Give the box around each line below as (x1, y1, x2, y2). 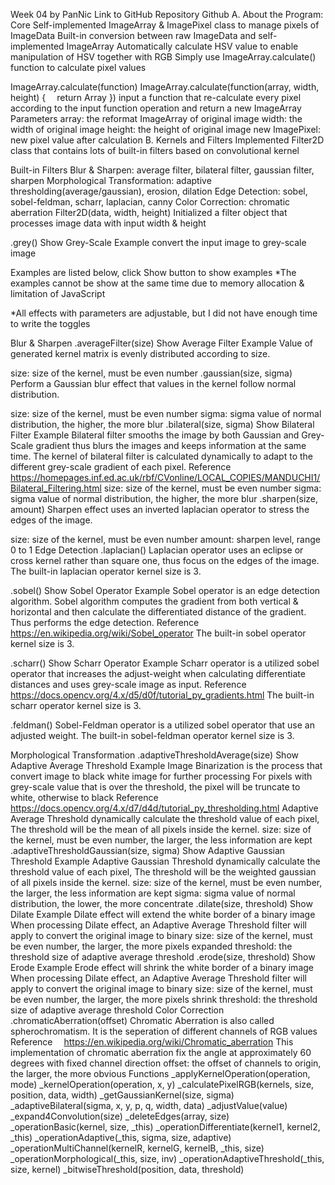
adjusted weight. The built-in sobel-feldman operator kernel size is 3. (10, 730, 295, 741)
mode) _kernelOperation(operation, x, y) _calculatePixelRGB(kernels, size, (10, 1079, 315, 1090)
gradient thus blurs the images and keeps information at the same (35, 440, 307, 451)
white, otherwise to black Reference (10, 792, 159, 803)
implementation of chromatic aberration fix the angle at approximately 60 (10, 1047, 312, 1058)
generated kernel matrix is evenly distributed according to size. (10, 348, 271, 359)
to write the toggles (10, 318, 91, 329)
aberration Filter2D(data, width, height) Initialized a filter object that (10, 207, 288, 218)
